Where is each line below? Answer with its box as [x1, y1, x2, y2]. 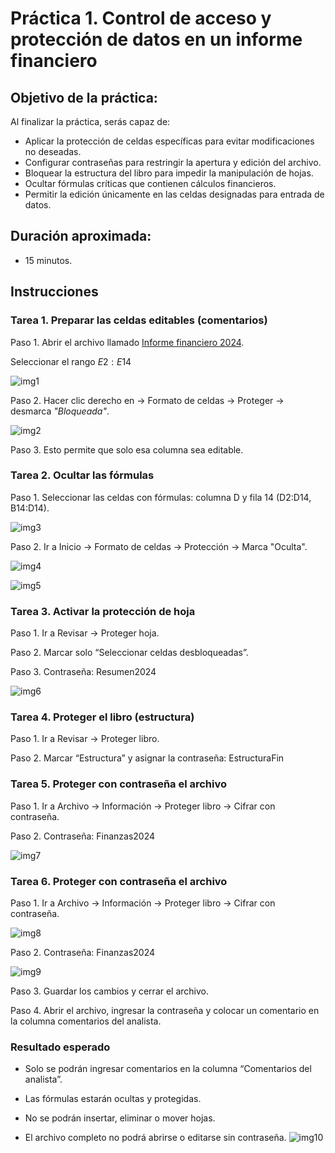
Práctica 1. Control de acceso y [10, 7, 272, 30]
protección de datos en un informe [10, 28, 303, 51]
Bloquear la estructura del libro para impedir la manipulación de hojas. [24, 167, 314, 179]
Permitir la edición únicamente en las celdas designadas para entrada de [24, 188, 325, 200]
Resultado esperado [10, 1040, 111, 1054]
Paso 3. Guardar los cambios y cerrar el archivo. [10, 985, 210, 997]
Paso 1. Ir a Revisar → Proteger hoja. [10, 627, 160, 639]
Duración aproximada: [10, 228, 152, 245]
